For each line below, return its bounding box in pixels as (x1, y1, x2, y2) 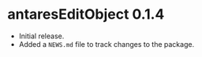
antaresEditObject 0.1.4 (7, 5, 165, 23)
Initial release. (18, 31, 65, 41)
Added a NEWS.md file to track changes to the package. (18, 39, 195, 48)
